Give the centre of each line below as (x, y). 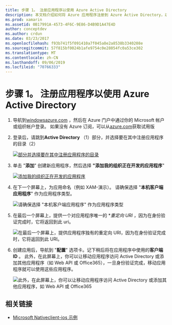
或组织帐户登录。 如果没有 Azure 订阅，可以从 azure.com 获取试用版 (84, 126)
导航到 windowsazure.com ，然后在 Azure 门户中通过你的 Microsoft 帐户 (89, 120)
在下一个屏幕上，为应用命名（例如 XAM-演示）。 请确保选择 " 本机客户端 (88, 187)
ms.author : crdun (24, 34)
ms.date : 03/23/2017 (27, 39)
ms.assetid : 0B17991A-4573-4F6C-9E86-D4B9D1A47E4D (60, 24)
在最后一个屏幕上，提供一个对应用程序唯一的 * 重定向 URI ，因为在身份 (87, 215)
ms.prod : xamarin (24, 19)
